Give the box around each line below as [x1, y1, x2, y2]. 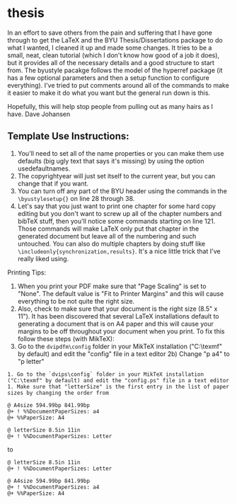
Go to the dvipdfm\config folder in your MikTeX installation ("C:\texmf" [17, 342, 223, 350]
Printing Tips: [7, 268, 47, 277]
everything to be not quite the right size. [17, 297, 135, 305]
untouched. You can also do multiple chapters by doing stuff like [17, 239, 206, 248]
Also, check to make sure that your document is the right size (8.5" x [17, 304, 218, 313]
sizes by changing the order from [7, 389, 110, 396]
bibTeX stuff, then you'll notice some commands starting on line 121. [17, 217, 216, 225]
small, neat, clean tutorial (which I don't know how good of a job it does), [7, 51, 220, 59]
